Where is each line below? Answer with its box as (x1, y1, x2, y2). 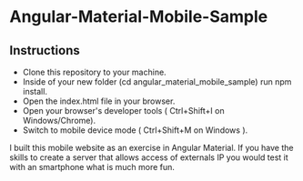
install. (22, 86, 48, 96)
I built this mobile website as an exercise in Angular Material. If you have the (9, 143, 294, 153)
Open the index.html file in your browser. (22, 96, 176, 106)
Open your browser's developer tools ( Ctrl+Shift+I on (22, 106, 225, 116)
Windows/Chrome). (22, 116, 96, 126)
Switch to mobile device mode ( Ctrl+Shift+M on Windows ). (22, 125, 248, 136)
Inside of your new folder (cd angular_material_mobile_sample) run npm (22, 76, 292, 87)
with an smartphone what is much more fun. (9, 162, 176, 172)
